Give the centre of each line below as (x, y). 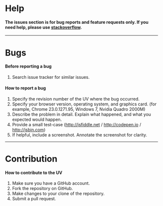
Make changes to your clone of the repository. (58, 193)
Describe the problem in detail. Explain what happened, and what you (81, 114)
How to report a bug (25, 88)
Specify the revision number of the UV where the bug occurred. (76, 99)
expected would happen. (37, 119)
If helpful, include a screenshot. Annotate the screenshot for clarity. (80, 135)
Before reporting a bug (28, 66)
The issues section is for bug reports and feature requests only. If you (77, 22)
